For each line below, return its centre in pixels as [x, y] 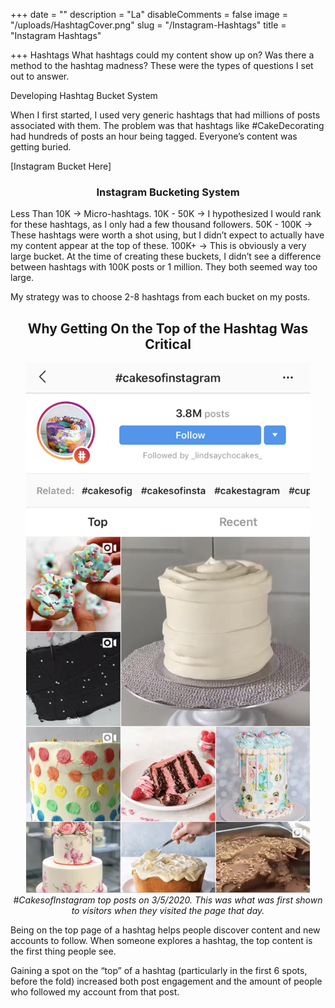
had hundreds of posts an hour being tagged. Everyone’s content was [154, 136]
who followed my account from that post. [95, 991]
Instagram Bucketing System [168, 192]
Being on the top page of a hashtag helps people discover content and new [165, 930]
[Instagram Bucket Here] [61, 166]
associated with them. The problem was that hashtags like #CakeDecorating [167, 125]
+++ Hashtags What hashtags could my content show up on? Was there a [162, 55]
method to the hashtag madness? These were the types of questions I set [162, 65]
